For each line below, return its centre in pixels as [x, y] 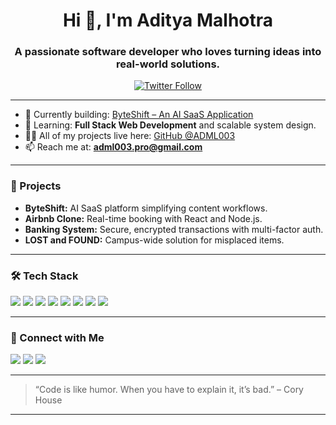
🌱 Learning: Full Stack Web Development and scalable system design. [170, 125]
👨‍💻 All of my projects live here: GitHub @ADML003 [130, 136]
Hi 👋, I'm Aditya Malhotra [168, 20]
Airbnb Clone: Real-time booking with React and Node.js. [143, 218]
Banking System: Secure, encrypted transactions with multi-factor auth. [174, 229]
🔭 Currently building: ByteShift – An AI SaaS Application [139, 115]
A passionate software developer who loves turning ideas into [168, 52]
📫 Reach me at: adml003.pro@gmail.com [113, 147]
